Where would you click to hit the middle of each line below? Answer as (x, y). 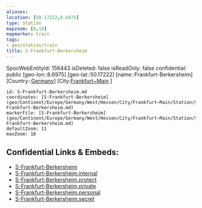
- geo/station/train (32, 46)
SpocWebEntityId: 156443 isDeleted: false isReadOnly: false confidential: (96, 68)
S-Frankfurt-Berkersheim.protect (56, 179)
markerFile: (21, 113)
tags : (13, 40)
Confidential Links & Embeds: (63, 152)
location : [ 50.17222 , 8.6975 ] (43, 17)
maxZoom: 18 (21, 134)
